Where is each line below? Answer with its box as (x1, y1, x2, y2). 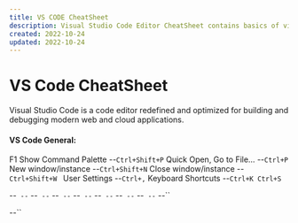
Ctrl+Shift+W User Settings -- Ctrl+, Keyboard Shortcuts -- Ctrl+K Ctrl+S (9, 173, 282, 184)
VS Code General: (9, 135, 77, 145)
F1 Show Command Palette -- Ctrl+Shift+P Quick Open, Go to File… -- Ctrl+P (9, 154, 288, 165)
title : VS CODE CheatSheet (9, 12, 109, 22)
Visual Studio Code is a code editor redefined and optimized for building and (9, 105, 289, 116)
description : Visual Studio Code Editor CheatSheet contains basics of (9, 21, 279, 30)
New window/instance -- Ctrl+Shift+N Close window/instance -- (9, 164, 245, 174)
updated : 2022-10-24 (9, 37, 86, 47)
